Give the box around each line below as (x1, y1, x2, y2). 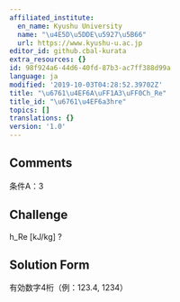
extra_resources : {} (9, 55, 87, 64)
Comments (9, 155, 73, 171)
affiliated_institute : (9, 13, 94, 23)
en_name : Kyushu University (17, 22, 123, 31)
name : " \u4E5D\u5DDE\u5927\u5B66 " (17, 30, 147, 39)
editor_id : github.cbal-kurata (9, 47, 127, 56)
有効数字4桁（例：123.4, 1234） (9, 282, 129, 293)
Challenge (9, 207, 68, 223)
